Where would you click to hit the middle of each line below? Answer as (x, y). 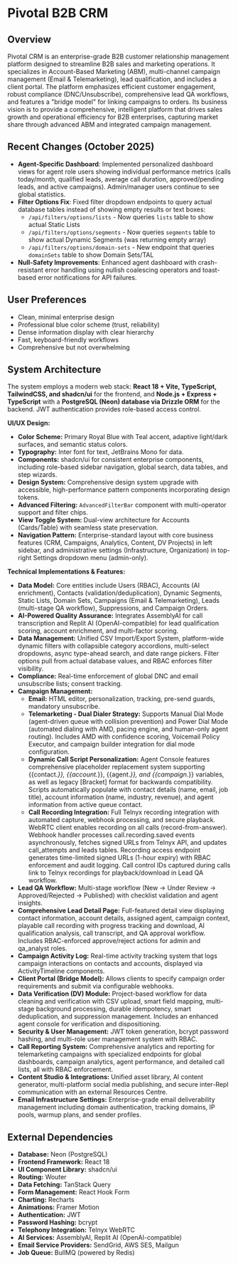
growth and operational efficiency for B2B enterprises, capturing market (113, 117)
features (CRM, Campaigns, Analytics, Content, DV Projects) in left (115, 543)
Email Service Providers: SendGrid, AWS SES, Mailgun (98, 1245)
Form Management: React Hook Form (74, 1192)
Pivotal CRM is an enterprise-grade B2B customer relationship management (118, 56)
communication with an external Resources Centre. (93, 1092)
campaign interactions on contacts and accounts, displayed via (110, 964)
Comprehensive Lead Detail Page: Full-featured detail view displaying (121, 911)
